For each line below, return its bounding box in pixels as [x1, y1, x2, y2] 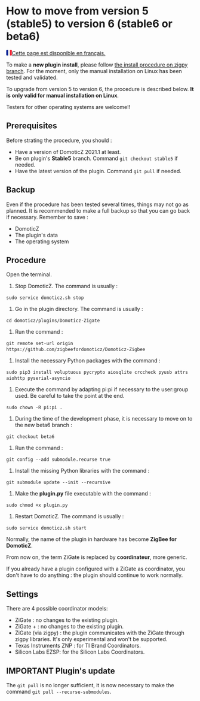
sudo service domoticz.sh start [6, 525, 87, 531]
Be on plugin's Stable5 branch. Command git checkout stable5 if [14, 155, 178, 162]
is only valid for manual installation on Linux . [6, 92, 119, 99]
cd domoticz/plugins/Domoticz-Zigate [6, 318, 100, 324]
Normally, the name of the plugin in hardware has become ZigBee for [6, 536, 177, 543]
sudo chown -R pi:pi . [6, 404, 63, 411]
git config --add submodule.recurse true [6, 457, 111, 463]
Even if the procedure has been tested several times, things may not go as [6, 201, 189, 208]
